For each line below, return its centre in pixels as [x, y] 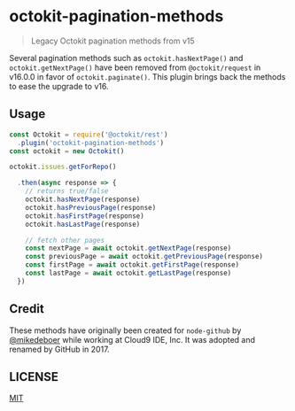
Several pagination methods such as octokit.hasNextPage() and [126, 58]
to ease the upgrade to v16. [59, 86]
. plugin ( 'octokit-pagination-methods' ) [91, 143]
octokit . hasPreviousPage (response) [91, 207]
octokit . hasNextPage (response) [83, 199]
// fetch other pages [65, 240]
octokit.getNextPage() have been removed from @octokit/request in [135, 67]
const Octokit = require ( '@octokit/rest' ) [89, 135]
